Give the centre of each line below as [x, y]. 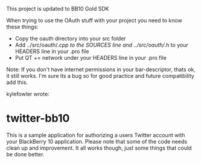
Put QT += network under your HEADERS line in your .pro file [91, 58]
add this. [17, 82]
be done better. [25, 154]
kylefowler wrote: [28, 94]
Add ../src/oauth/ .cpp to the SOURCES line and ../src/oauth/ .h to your [101, 45]
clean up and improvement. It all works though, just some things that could [99, 148]
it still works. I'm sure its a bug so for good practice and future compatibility [100, 76]
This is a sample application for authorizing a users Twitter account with [96, 135]
